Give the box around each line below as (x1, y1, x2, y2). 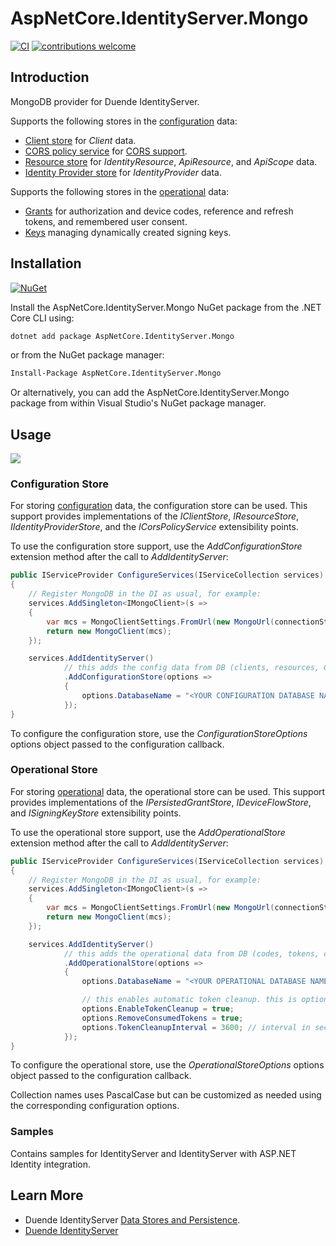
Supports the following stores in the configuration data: (10, 115, 238, 127)
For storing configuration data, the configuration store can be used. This (10, 500, 308, 512)
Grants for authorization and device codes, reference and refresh (24, 205, 294, 217)
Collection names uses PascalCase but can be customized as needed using (10, 1089, 322, 1101)
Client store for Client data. (24, 134, 137, 146)
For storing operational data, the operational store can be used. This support (10, 785, 326, 797)
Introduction (10, 69, 90, 86)
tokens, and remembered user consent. (24, 215, 188, 227)
